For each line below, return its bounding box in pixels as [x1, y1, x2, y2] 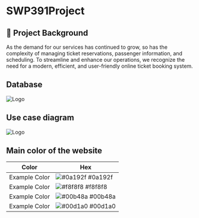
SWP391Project [6, 4, 85, 18]
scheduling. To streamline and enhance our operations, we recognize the [6, 56, 185, 63]
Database [6, 80, 43, 90]
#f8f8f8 [85, 183, 108, 191]
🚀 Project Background [6, 28, 89, 38]
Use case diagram [6, 113, 74, 123]
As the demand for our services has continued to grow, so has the [6, 43, 168, 50]
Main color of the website [6, 146, 103, 156]
